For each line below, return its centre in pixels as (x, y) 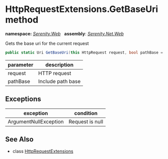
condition (86, 113)
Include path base (60, 81)
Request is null (86, 121)
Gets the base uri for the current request (47, 43)
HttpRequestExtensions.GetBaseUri (82, 9)
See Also (19, 139)
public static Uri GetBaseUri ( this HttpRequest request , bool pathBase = (84, 52)
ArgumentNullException (36, 121)
